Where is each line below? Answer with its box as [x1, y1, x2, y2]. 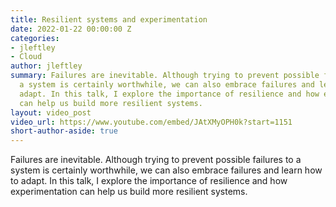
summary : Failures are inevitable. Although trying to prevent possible [10, 71, 320, 81]
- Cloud [10, 52, 43, 62]
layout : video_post [10, 107, 92, 118]
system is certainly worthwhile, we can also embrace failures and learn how [10, 164, 323, 176]
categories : [10, 33, 60, 43]
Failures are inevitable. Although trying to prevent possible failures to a [10, 154, 302, 166]
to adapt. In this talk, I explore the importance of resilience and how [10, 175, 288, 187]
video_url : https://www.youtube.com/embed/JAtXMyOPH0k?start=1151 [10, 117, 293, 127]
